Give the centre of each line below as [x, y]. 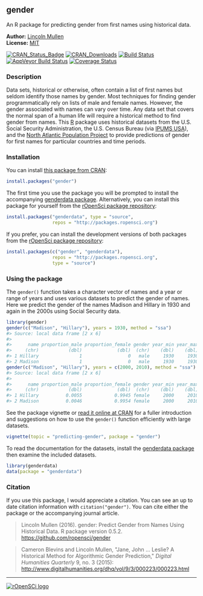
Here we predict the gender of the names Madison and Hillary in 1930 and [98, 304]
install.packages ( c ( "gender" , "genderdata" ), [64, 252]
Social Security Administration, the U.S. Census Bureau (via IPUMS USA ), [97, 129]
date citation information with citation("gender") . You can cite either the [97, 507]
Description [24, 76]
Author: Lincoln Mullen [35, 36]
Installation [23, 157]
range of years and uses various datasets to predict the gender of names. [98, 298]
